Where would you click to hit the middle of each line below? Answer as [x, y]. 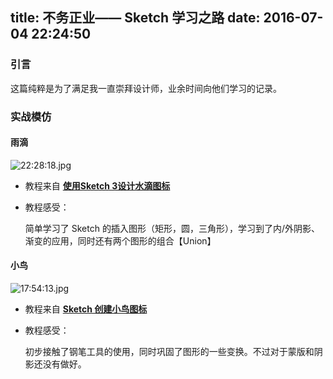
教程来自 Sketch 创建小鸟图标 [86, 309]
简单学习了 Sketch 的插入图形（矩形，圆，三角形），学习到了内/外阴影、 [172, 228]
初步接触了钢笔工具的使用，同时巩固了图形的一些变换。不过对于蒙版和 [169, 352]
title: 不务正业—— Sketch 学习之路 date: [135, 18]
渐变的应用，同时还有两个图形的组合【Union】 [120, 240]
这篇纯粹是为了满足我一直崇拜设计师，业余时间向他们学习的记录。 [146, 88]
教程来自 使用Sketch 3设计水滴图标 [97, 185]
